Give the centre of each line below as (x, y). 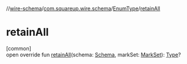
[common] (19, 48)
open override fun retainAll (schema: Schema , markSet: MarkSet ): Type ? (93, 55)
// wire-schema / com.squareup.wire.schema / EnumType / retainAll (83, 9)
